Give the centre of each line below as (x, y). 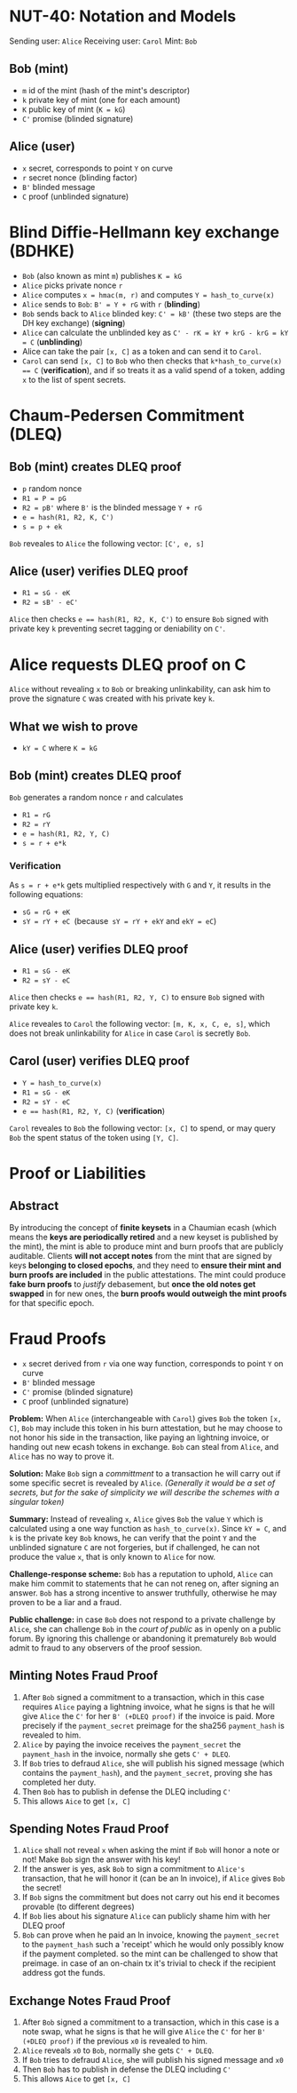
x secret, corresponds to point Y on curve (97, 168)
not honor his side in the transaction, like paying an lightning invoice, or (139, 1437)
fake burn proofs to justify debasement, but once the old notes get (133, 1284)
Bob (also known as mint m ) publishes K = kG (102, 275)
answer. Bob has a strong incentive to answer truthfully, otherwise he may (143, 1593)
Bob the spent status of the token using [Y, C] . (94, 1137)
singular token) (37, 1501)
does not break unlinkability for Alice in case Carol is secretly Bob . (130, 1033)
